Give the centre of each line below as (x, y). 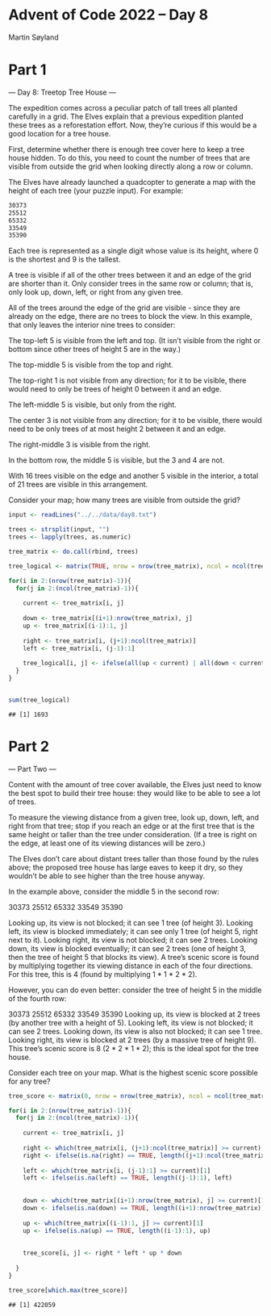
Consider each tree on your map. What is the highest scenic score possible (133, 1072)
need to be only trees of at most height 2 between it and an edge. (117, 429)
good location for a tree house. (60, 133)
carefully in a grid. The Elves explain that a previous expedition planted (126, 116)
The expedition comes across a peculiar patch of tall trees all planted (123, 107)
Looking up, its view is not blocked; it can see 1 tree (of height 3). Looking (131, 923)
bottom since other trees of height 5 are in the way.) (95, 350)
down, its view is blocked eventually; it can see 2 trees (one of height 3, (127, 948)
